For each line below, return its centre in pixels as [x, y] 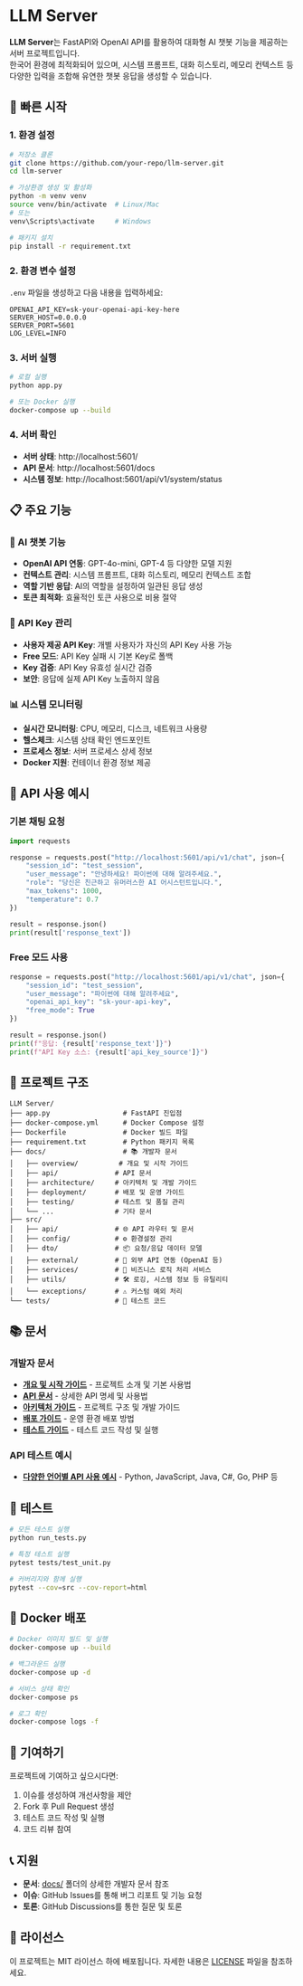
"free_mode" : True [60, 1011]
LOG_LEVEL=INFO [38, 333]
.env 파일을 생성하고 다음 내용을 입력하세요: [86, 292]
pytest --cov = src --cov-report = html [78, 1587]
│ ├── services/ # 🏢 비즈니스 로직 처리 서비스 [110, 1270]
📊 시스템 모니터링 [46, 704]
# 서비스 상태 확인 [39, 1688]
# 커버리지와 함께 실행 [46, 1579]
